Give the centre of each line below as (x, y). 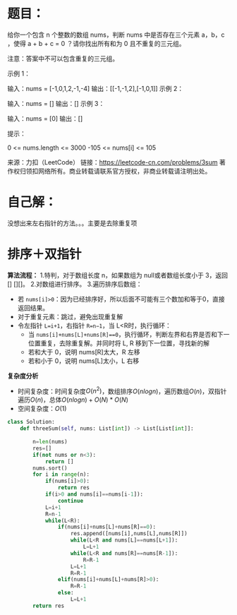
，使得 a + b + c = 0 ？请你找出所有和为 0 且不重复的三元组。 (96, 43)
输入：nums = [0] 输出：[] (45, 118)
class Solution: (31, 422)
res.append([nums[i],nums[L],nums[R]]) (129, 534)
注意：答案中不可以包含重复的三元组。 (63, 58)
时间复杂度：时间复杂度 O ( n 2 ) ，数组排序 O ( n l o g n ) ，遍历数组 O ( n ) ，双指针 (122, 390)
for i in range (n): (61, 474)
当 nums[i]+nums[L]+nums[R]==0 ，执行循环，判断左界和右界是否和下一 (129, 334)
